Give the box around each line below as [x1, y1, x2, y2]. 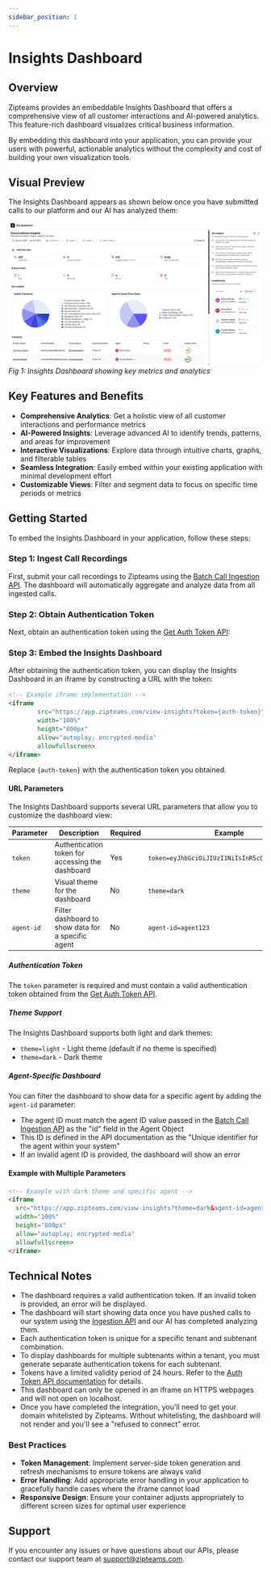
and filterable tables [19, 453, 87, 464]
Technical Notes [8, 1269, 93, 1283]
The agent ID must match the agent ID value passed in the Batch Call [19, 1116, 249, 1125]
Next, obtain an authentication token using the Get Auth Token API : [8, 627, 231, 637]
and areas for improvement [19, 436, 110, 446]
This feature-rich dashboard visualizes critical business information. [8, 120, 235, 129]
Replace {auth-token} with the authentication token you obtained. [8, 765, 227, 775]
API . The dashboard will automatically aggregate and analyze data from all [8, 580, 256, 590]
